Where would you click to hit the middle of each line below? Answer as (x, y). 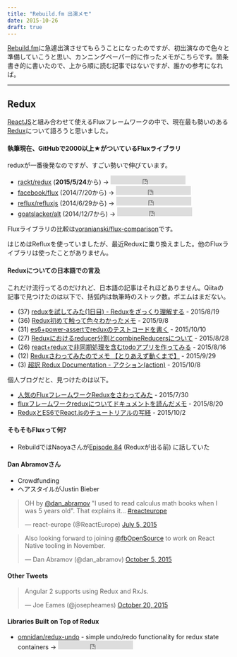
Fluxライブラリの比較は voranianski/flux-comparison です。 (92, 229)
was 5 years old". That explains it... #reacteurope (96, 511)
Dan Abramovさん (34, 464)
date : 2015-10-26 (33, 21)
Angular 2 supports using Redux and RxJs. (86, 591)
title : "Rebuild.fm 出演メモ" (49, 14)
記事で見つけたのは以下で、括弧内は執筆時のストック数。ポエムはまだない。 (119, 296)
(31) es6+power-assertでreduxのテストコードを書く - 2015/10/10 (112, 329)
